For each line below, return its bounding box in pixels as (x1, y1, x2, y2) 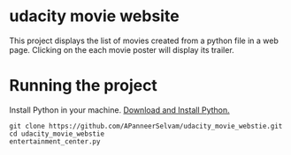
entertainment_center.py (9, 137, 101, 146)
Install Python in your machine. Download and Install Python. (9, 104, 230, 115)
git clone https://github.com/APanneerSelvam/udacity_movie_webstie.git (9, 122, 283, 130)
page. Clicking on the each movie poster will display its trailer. (9, 44, 234, 55)
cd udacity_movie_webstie (9, 129, 104, 138)
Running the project (9, 76, 157, 96)
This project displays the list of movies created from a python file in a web (9, 35, 279, 46)
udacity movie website (9, 6, 180, 26)
